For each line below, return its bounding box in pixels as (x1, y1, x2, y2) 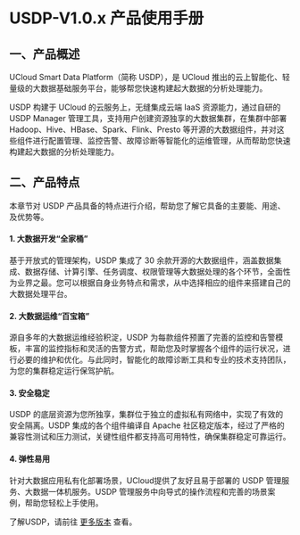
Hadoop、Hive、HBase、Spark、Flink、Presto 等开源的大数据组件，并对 (9, 124, 277, 135)
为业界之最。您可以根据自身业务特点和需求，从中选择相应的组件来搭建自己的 (9, 277, 291, 288)
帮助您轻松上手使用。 (24, 497, 104, 508)
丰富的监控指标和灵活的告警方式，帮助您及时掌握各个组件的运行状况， (24, 343, 283, 354)
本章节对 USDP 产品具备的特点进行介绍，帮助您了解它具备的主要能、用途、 (9, 200, 286, 210)
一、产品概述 (9, 46, 80, 62)
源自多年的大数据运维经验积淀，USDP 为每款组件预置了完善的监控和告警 (9, 332, 276, 343)
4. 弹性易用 (9, 454, 51, 465)
